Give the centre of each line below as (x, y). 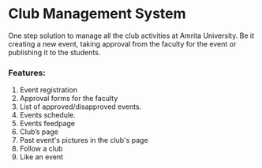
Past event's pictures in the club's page (84, 140)
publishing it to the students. (54, 52)
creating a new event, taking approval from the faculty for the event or (122, 43)
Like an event (41, 157)
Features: (27, 73)
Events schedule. (48, 115)
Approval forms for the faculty (69, 99)
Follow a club (41, 149)
